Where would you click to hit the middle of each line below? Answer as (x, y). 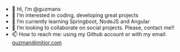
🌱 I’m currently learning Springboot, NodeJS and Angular (81, 21)
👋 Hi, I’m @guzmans (36, 9)
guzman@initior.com (36, 43)
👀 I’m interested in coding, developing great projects (75, 15)
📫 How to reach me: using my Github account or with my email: (89, 34)
